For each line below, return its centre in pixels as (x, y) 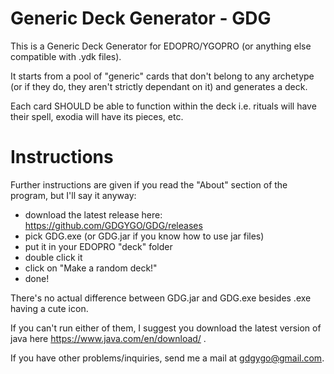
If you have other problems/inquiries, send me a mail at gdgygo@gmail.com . (167, 358)
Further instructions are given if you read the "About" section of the (149, 184)
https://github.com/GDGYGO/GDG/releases (113, 225)
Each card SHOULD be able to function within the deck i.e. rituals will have (163, 106)
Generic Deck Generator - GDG (141, 18)
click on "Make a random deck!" (91, 268)
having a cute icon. (49, 308)
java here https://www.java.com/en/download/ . (108, 338)
